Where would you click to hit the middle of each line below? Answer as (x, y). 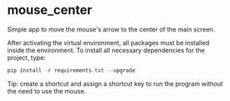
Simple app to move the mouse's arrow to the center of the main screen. (111, 29)
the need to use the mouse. (47, 91)
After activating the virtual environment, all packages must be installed (108, 42)
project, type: (26, 57)
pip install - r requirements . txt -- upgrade (71, 70)
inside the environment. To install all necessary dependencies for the (106, 50)
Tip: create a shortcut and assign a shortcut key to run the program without (115, 84)
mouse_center (50, 10)
